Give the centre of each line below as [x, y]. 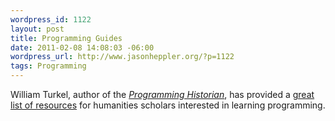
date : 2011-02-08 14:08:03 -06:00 [82, 47]
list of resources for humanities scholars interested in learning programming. [168, 105]
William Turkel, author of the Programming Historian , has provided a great [162, 94]
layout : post [37, 29]
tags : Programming [48, 66]
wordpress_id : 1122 [51, 19]
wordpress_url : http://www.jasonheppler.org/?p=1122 [122, 57]
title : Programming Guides [66, 38]
